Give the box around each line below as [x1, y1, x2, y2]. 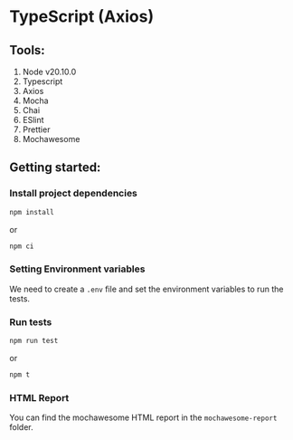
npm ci [9, 242, 34, 251]
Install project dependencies [9, 187, 138, 200]
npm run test [9, 337, 59, 346]
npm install [9, 207, 54, 216]
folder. [9, 422, 33, 433]
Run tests [9, 315, 52, 328]
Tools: [9, 43, 45, 58]
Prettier [22, 124, 51, 135]
